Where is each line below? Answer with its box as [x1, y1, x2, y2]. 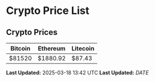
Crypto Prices [6, 27, 58, 37]
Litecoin [71, 45, 95, 52]
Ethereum [37, 45, 66, 52]
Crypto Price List [6, 4, 89, 17]
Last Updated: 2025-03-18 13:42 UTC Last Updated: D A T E [6, 69, 149, 76]
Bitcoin [10, 45, 31, 52]
